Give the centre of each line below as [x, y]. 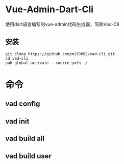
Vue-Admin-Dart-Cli [49, 9]
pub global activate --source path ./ [46, 63]
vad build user [29, 156]
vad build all [25, 139]
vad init [17, 121]
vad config [23, 104]
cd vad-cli [17, 58]
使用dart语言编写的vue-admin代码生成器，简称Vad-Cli [62, 24]
